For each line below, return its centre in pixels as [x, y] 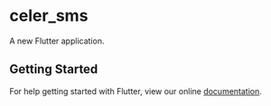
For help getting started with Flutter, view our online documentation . [135, 91]
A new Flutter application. [57, 41]
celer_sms [49, 16]
